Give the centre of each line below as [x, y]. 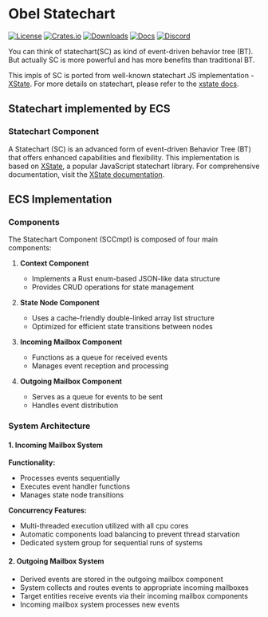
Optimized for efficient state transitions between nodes [122, 327]
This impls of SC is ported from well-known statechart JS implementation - [131, 75]
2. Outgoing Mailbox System [56, 561]
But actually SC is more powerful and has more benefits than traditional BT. [132, 60]
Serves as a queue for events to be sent [97, 397]
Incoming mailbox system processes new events [100, 604]
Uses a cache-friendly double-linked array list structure [123, 318]
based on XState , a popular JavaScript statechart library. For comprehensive [134, 166]
